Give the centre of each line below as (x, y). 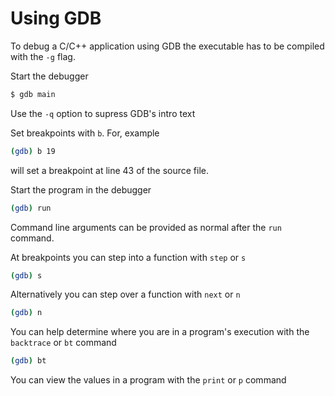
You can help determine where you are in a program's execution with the (160, 332)
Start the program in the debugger (81, 189)
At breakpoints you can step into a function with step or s (128, 257)
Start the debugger (49, 76)
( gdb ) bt (28, 361)
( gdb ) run (31, 208)
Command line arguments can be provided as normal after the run (146, 227)
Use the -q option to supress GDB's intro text (103, 113)
